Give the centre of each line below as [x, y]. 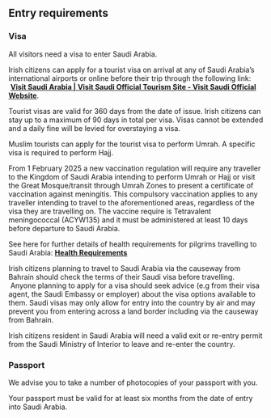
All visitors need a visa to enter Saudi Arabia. [83, 54]
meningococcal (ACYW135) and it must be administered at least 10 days [128, 220]
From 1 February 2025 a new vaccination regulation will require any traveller [135, 168]
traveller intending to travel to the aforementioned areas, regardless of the [131, 202]
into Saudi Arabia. [38, 407]
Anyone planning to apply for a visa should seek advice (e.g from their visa [135, 285]
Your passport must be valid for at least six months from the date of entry [131, 398]
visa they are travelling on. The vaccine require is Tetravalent [110, 211]
